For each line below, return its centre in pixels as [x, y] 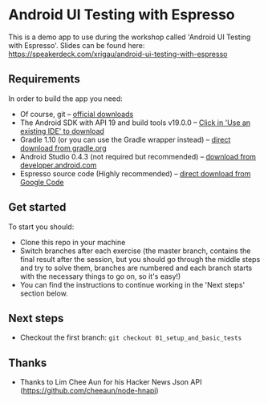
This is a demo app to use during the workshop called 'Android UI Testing [130, 37]
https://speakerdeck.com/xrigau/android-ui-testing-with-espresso [118, 54]
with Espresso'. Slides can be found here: [77, 45]
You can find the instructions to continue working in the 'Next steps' [132, 284]
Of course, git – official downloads [77, 114]
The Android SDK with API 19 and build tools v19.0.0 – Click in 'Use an [135, 123]
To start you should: [41, 227]
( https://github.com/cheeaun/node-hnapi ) [89, 391]
